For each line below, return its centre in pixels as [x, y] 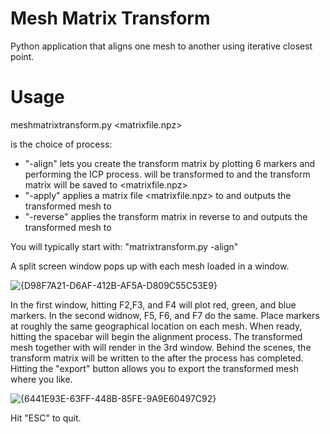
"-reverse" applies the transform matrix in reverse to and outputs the [166, 216]
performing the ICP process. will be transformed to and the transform [167, 174]
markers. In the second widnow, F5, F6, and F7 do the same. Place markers [165, 315]
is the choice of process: [61, 144]
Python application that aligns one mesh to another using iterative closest [161, 46]
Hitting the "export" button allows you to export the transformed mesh [154, 368]
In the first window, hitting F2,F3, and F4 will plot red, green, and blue [153, 304]
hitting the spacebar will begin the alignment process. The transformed [156, 336]
